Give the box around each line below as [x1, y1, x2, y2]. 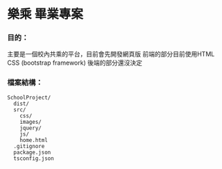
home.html [19, 136, 49, 143]
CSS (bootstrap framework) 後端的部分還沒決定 [7, 58, 142, 67]
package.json [13, 149, 51, 156]
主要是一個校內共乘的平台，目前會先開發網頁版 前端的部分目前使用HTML [7, 50, 215, 58]
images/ [19, 118, 42, 125]
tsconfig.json [13, 154, 54, 162]
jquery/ [19, 124, 42, 131]
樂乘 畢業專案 [7, 6, 83, 22]
